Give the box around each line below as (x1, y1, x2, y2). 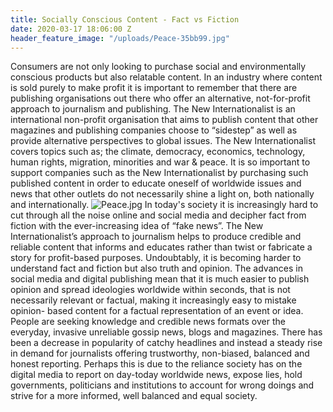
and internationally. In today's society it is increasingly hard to (10, 199, 319, 211)
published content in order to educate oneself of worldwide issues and (10, 177, 302, 190)
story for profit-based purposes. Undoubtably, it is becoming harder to (10, 252, 302, 264)
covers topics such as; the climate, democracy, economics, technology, (10, 146, 306, 158)
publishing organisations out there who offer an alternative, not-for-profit (10, 92, 311, 105)
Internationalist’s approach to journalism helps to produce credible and (10, 231, 302, 243)
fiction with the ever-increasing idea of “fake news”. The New (10, 220, 264, 232)
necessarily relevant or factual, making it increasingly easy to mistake (10, 294, 297, 306)
